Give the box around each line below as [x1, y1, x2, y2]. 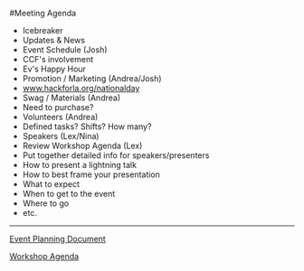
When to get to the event [22, 189, 116, 199]
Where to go [22, 198, 70, 209]
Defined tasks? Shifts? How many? [22, 121, 152, 132]
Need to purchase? [22, 102, 94, 112]
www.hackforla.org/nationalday [22, 83, 140, 93]
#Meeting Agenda [9, 8, 77, 18]
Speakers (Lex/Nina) [22, 131, 100, 141]
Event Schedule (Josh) [22, 44, 108, 55]
